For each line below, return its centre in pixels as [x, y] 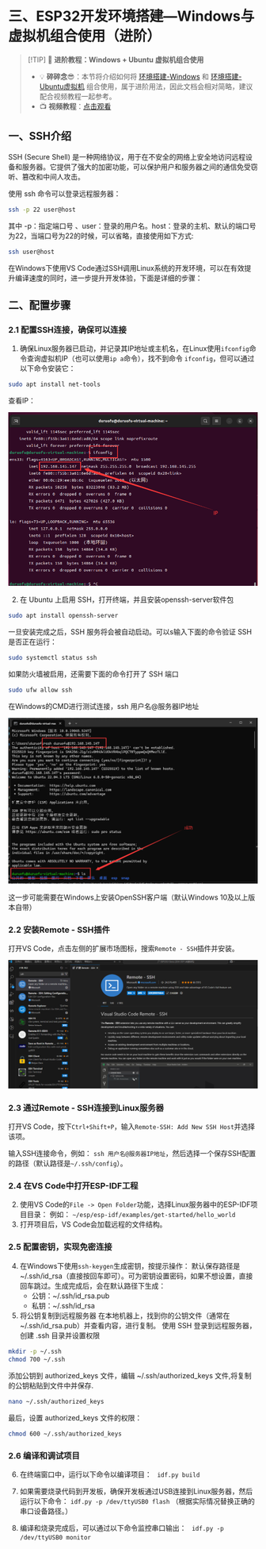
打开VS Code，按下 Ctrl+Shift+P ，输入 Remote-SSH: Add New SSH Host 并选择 [132, 1126]
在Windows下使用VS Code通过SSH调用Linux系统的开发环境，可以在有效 [126, 268]
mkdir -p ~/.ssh [35, 1351]
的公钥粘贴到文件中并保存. [51, 1385]
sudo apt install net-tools [55, 385]
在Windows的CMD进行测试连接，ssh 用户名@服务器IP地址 [104, 706]
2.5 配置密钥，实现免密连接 [60, 1247]
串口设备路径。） [46, 1511]
